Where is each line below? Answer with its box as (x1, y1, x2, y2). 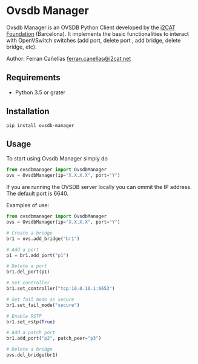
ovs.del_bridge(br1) (6, 352, 59, 358)
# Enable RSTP (6, 313, 42, 319)
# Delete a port (6, 263, 47, 269)
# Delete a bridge (6, 346, 53, 352)
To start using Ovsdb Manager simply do (6, 155, 108, 162)
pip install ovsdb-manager (6, 122, 74, 128)
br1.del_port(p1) (6, 269, 50, 275)
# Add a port (6, 247, 39, 253)
